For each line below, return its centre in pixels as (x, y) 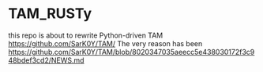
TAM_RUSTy (50, 14)
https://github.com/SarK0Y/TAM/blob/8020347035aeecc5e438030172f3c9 (131, 52)
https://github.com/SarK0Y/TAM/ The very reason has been (105, 43)
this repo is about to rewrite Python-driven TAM (86, 35)
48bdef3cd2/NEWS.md (46, 60)
